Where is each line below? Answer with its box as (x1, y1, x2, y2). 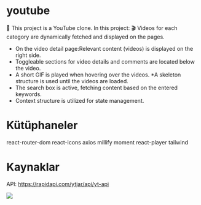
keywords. (15, 90, 42, 98)
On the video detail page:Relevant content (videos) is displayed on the (15, 45, 194, 52)
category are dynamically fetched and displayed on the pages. (6, 33, 165, 40)
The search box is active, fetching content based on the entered (15, 84, 178, 91)
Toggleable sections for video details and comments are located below (15, 58, 195, 65)
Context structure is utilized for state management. (15, 97, 144, 104)
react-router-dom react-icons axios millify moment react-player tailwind (6, 138, 189, 146)
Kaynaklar (6, 160, 60, 174)
